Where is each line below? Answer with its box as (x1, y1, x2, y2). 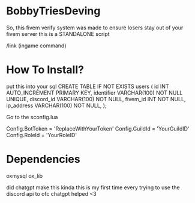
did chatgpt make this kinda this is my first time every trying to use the (6, 184, 180, 191)
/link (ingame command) (6, 42, 67, 49)
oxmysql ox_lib (6, 172, 43, 179)
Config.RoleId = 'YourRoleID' (6, 131, 77, 138)
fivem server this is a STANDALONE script (6, 30, 110, 37)
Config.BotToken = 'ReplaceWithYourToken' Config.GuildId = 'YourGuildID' (6, 125, 190, 132)
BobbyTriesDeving (6, 4, 101, 18)
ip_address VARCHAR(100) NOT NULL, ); (6, 102, 107, 109)
